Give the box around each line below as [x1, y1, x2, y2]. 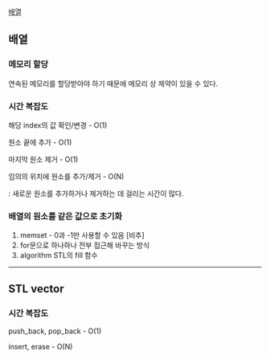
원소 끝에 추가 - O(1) [8, 137, 72, 147]
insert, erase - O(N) [8, 341, 73, 351]
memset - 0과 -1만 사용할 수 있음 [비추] [19, 230, 145, 240]
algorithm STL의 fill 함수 [19, 251, 98, 260]
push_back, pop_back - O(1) [8, 326, 102, 336]
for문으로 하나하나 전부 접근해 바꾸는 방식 [19, 240, 150, 251]
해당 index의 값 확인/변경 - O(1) [8, 120, 108, 130]
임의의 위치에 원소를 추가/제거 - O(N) [8, 171, 125, 181]
